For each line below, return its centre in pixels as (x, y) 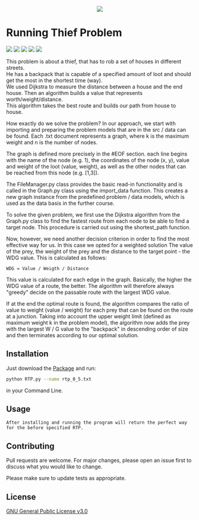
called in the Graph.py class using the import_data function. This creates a (97, 191)
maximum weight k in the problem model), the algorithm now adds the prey (98, 322)
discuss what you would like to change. (54, 467)
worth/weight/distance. (35, 99)
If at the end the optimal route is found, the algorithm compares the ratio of (98, 303)
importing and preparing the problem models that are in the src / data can (96, 129)
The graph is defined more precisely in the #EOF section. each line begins (97, 154)
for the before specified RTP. (45, 428)
